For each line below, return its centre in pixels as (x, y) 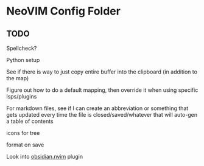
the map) (18, 78)
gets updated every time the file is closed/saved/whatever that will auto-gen (102, 115)
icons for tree (23, 133)
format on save (25, 145)
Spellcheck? (22, 48)
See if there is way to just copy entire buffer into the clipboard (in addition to (102, 72)
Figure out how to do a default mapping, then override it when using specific (102, 90)
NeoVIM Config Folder (63, 11)
